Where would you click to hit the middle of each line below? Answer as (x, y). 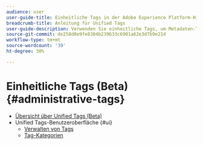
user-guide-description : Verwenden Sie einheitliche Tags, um (86, 29)
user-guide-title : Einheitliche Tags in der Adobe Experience (86, 18)
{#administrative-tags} (66, 99)
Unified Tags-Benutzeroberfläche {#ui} (64, 122)
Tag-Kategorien (43, 135)
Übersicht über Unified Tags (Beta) (59, 116)
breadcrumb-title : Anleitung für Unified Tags (66, 23)
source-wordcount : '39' (36, 46)
